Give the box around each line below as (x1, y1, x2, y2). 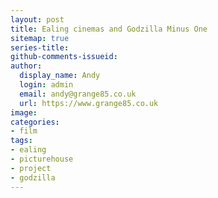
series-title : (10, 42, 70, 53)
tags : (10, 136, 33, 146)
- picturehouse (10, 154, 74, 164)
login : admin (19, 80, 74, 90)
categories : (10, 117, 60, 127)
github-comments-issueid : (10, 52, 118, 62)
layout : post (10, 14, 65, 25)
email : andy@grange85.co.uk (19, 89, 137, 99)
